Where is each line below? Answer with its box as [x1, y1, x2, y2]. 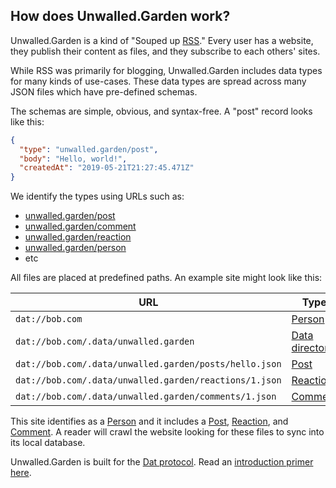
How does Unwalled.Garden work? [10, 8, 231, 25]
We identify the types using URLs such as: [10, 190, 185, 203]
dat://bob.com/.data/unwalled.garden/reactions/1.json [15, 375, 282, 386]
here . [10, 467, 32, 479]
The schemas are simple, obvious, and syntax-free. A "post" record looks [10, 105, 313, 117]
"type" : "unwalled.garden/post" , [19, 144, 159, 154]
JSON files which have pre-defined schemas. [10, 85, 198, 98]
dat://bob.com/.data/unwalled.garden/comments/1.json [15, 391, 277, 403]
